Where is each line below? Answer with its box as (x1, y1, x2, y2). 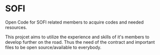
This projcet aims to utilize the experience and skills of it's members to (5, 34, 150, 40)
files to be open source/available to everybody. (5, 44, 102, 50)
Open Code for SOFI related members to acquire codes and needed (5, 19, 144, 25)
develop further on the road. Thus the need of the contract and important (5, 39, 155, 45)
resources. (5, 24, 27, 30)
